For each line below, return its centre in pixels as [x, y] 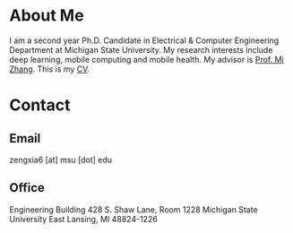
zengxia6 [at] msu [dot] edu [61, 160]
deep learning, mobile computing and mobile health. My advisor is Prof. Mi [146, 59]
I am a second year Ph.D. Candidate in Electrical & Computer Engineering [144, 40]
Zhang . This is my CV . [49, 69]
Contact [40, 105]
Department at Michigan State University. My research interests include [141, 49]
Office [27, 188]
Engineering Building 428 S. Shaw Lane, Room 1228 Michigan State [134, 209]
